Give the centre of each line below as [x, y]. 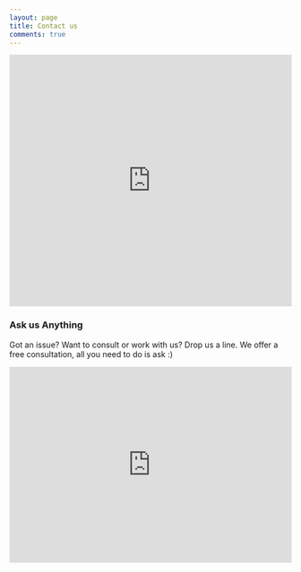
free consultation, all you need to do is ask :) [91, 354]
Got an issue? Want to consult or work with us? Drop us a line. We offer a [144, 345]
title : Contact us [43, 26]
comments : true [38, 34]
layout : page [34, 17]
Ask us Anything [46, 325]
